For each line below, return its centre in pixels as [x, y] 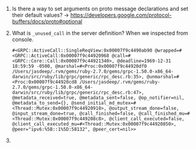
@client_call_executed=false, [147, 119]
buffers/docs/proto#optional [47, 21]
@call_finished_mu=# [164, 114]
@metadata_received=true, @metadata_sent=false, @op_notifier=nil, [98, 98]
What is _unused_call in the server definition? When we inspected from [100, 33]
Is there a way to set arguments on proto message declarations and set [100, 9]
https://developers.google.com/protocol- [121, 15]
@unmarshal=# [163, 77]
